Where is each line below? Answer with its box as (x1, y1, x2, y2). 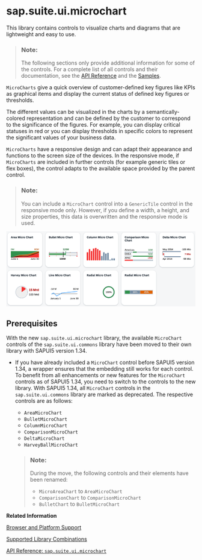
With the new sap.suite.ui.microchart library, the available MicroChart (6, 334, 182, 341)
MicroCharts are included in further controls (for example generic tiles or (6, 159, 186, 166)
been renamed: (29, 476, 68, 483)
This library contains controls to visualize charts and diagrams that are (6, 24, 180, 31)
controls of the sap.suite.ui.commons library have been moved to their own (6, 341, 192, 348)
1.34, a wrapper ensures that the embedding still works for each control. (14, 365, 194, 372)
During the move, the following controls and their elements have (29, 470, 189, 477)
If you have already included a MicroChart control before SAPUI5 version (14, 359, 195, 366)
